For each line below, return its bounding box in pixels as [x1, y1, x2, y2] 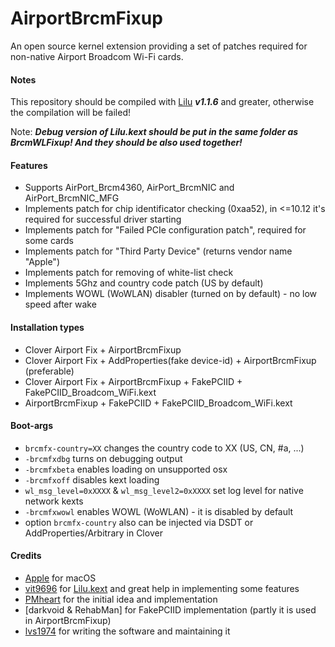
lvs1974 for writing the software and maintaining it [24, 625, 231, 637]
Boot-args [10, 420, 54, 432]
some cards [24, 235, 74, 247]
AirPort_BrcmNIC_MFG [24, 192, 120, 204]
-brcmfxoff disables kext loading [24, 473, 160, 486]
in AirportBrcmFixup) [24, 614, 112, 626]
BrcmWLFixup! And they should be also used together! [10, 137, 243, 149]
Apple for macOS [24, 572, 97, 584]
